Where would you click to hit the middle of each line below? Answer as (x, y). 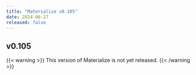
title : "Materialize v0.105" (42, 11)
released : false (26, 22)
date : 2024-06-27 (27, 17)
